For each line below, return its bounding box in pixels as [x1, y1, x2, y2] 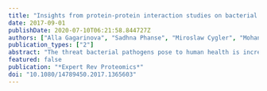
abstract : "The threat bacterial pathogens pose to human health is [8, 48, 240, 56]
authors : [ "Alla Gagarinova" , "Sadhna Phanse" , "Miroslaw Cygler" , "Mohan [8, 33, 261, 42]
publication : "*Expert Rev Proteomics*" [8, 63, 145, 71]
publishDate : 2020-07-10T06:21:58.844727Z [8, 26, 151, 34]
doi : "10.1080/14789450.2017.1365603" [8, 70, 137, 78]
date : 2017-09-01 [8, 19, 66, 27]
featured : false [8, 56, 62, 64]
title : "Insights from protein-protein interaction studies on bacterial [8, 11, 258, 20]
